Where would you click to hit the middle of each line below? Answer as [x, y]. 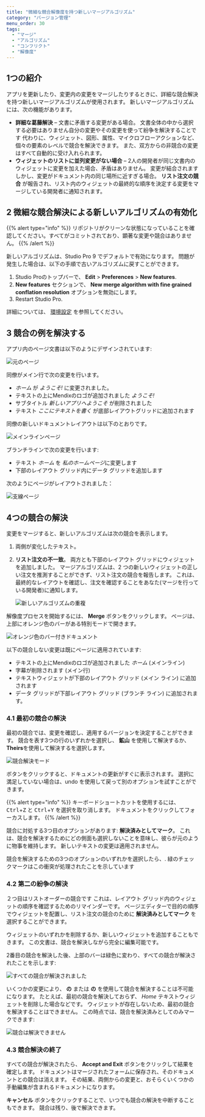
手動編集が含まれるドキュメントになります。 [62, 1087]
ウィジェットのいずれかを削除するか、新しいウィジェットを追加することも [100, 934]
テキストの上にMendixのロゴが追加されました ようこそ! [85, 396]
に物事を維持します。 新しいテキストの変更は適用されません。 [84, 846]
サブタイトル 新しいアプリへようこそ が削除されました [84, 403]
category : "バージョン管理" [39, 18]
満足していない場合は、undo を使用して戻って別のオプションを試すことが [99, 782]
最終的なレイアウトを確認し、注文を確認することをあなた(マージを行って [107, 582]
